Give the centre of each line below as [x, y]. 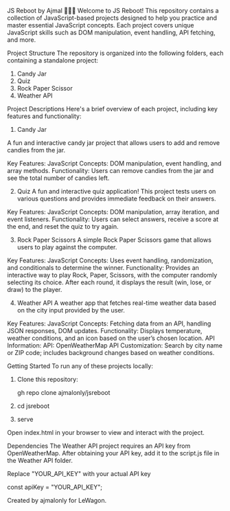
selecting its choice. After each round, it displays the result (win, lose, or [109, 282]
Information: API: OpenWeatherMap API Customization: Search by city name [115, 345]
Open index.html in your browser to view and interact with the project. [106, 432]
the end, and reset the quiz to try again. [63, 226]
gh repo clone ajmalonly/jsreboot [64, 393]
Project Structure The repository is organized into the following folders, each [115, 53]
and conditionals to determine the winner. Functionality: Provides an [103, 268]
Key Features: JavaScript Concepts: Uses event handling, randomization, [111, 260]
